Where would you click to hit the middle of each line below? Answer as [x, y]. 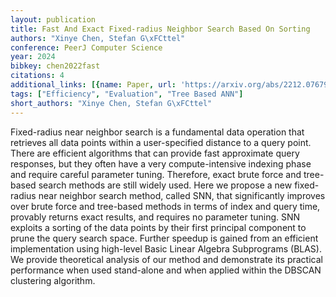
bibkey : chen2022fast [55, 66]
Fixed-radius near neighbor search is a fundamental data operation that [157, 132]
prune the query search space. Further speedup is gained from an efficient [164, 238]
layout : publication [53, 19]
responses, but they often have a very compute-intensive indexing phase [161, 163]
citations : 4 [37, 76]
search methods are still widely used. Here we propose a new [165, 185]
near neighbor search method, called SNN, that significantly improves [182, 195]
